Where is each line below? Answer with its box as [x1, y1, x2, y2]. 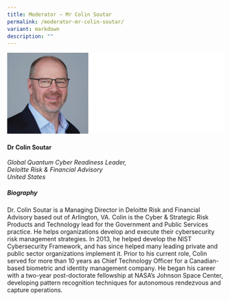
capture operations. [7, 286, 63, 294]
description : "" [7, 33, 54, 40]
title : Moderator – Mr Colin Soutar [7, 11, 112, 18]
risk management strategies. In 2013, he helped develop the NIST [7, 235, 192, 243]
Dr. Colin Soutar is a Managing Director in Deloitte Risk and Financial [7, 206, 200, 214]
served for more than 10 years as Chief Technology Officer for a [7, 257, 188, 265]
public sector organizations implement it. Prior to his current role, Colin [7, 250, 207, 258]
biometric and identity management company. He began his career [26, 264, 216, 272]
